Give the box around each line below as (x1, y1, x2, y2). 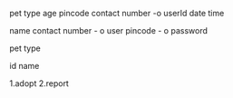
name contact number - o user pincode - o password (9, 25, 209, 35)
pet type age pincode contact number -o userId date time (9, 8, 225, 18)
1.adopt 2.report (9, 78, 70, 89)
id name (9, 61, 40, 71)
